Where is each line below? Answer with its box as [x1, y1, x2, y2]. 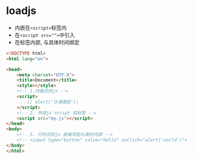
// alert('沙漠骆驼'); [27, 99, 79, 105]
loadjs [6, 4, 37, 18]
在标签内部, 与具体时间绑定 [14, 39, 80, 46]
